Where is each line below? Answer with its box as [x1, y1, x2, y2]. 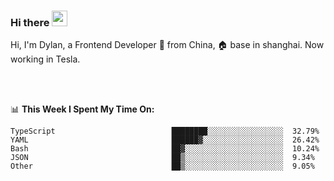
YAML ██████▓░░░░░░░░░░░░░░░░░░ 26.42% [10, 135, 320, 145]
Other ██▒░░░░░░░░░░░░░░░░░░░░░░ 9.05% [10, 161, 315, 172]
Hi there [10, 15, 50, 29]
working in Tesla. [10, 53, 81, 65]
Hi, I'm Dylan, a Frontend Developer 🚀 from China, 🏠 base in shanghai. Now [10, 39, 325, 51]
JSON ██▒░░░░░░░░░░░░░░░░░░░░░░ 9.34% [10, 153, 315, 163]
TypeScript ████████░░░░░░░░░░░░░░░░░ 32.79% [10, 126, 320, 137]
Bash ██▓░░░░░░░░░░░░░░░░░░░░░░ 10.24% [10, 144, 320, 154]
